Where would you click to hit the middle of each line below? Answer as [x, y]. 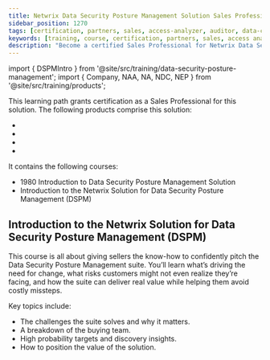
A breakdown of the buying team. [75, 329]
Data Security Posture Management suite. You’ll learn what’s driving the [127, 264]
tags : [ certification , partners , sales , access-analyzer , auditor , [124, 31]
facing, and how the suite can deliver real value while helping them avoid [129, 281]
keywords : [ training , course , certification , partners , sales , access [129, 38]
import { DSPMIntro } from [51, 68]
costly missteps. [35, 290]
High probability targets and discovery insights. [98, 338]
